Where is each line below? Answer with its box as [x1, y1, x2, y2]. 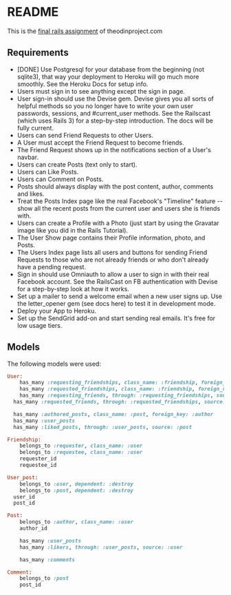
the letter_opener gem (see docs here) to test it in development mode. [16, 299, 216, 307]
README [7, 4, 59, 20]
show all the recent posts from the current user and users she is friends [16, 204, 221, 212]
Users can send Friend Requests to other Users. [16, 131, 153, 139]
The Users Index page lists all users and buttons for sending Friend [16, 248, 208, 256]
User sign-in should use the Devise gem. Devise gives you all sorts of [16, 94, 214, 103]
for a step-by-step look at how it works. [16, 284, 129, 293]
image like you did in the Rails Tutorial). [16, 226, 129, 234]
